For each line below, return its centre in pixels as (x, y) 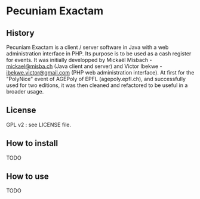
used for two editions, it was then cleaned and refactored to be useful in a (97, 85)
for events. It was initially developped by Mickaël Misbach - (79, 60)
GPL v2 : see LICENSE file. (39, 125)
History (20, 33)
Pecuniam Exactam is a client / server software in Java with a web (87, 47)
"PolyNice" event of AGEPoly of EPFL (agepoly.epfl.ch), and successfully (96, 79)
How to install (32, 143)
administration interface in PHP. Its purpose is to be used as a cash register (99, 54)
